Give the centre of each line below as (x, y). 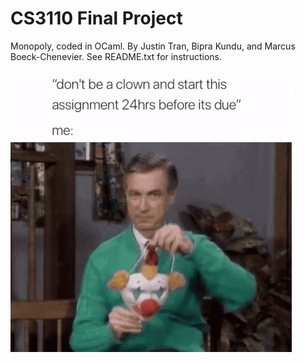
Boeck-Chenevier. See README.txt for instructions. (116, 56)
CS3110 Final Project (96, 18)
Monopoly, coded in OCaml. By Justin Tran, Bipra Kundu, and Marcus (153, 46)
